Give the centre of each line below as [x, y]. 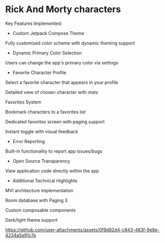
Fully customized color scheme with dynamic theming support [70, 43]
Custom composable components [40, 210]
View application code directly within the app [52, 170]
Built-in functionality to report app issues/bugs [54, 151]
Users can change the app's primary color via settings [62, 62]
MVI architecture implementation [39, 190]
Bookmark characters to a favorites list [46, 112]
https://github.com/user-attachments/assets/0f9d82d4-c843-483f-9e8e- [82, 230]
